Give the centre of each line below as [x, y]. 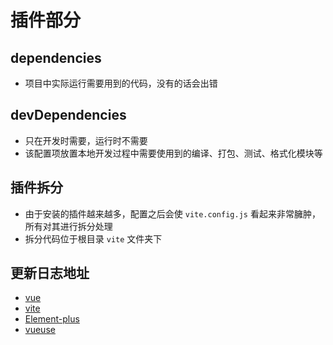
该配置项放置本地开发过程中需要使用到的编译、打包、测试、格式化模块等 [173, 153]
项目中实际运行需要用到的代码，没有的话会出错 [121, 83]
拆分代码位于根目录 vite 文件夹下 [93, 238]
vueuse [40, 330]
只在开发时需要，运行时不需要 [86, 140]
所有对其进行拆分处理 [68, 226]
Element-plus [52, 319]
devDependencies [68, 115]
